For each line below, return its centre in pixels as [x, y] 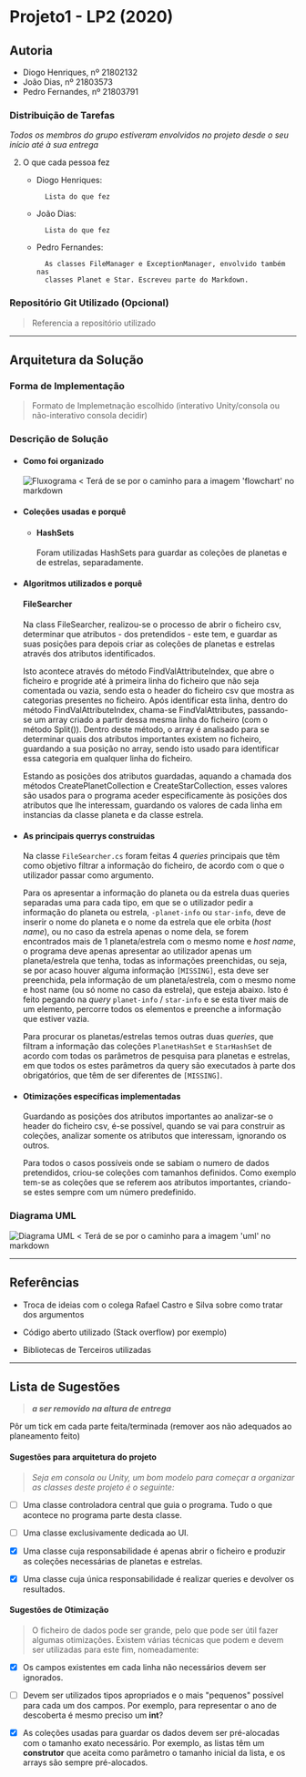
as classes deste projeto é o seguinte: [103, 1487]
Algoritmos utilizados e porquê [82, 583]
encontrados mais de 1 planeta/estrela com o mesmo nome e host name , [159, 942]
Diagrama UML [43, 1216]
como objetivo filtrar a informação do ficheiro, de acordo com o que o [153, 866]
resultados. [44, 1589]
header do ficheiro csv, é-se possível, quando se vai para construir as [153, 1126]
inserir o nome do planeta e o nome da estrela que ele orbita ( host [147, 922]
